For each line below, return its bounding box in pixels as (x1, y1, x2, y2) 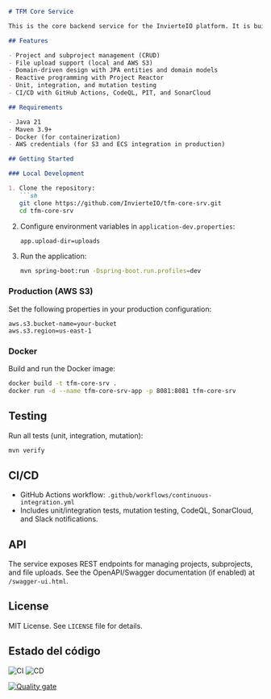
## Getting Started (8, 155, 74, 163)
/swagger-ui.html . (8, 576, 69, 586)
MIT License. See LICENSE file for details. (8, 621, 143, 630)
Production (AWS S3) (8, 286, 94, 297)
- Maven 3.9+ (8, 125, 52, 133)
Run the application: (19, 251, 87, 261)
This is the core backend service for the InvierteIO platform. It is (8, 22, 251, 30)
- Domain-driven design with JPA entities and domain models (8, 66, 219, 74)
